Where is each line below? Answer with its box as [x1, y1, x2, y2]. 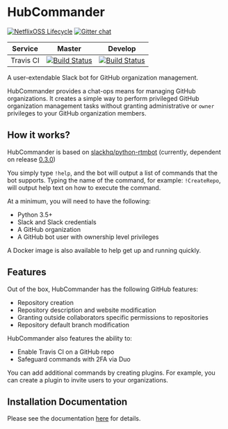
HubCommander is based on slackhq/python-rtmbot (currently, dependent [7, 148, 221, 156]
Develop [108, 43, 136, 53]
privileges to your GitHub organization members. [7, 109, 147, 117]
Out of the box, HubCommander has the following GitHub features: [7, 285, 198, 293]
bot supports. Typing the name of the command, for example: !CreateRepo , [7, 175, 221, 185]
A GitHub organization [17, 225, 81, 233]
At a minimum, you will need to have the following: [7, 196, 151, 205]
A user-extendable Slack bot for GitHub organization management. [7, 73, 199, 81]
